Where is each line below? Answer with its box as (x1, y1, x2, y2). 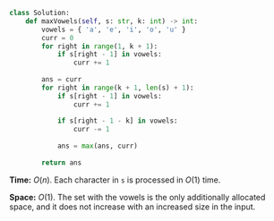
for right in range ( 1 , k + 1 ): (41, 41, 158, 51)
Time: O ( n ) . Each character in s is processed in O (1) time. (9, 174, 221, 185)
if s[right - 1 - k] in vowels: (56, 116, 178, 125)
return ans (41, 157, 82, 167)
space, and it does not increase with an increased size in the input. (9, 201, 256, 212)
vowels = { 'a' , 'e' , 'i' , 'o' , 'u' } (41, 25, 186, 34)
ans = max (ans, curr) (56, 141, 139, 150)
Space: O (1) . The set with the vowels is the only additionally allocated (9, 191, 266, 202)
